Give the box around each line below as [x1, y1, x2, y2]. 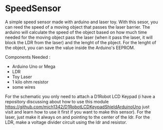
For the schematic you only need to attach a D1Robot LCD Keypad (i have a [5, 93, 155, 99]
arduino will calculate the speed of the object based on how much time [5, 29, 147, 35]
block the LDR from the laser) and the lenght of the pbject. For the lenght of [5, 39, 157, 45]
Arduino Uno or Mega [12, 64, 56, 69]
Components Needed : [5, 54, 51, 60]
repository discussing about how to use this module [5, 98, 109, 104]
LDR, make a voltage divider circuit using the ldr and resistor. [5, 119, 127, 125]
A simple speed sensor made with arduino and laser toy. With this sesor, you [5, 19, 158, 25]
